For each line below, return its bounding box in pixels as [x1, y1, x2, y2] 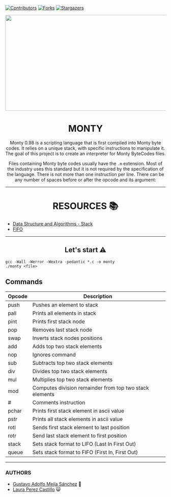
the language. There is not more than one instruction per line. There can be [7, 171, 164, 177]
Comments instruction [32, 399, 85, 406]
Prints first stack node [32, 318, 85, 325]
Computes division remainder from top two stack [32, 384, 149, 391]
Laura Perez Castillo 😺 [12, 486, 61, 492]
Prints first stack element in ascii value [32, 407, 125, 414]
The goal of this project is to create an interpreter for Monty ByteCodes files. [5, 151, 166, 157]
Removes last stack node [32, 326, 93, 333]
